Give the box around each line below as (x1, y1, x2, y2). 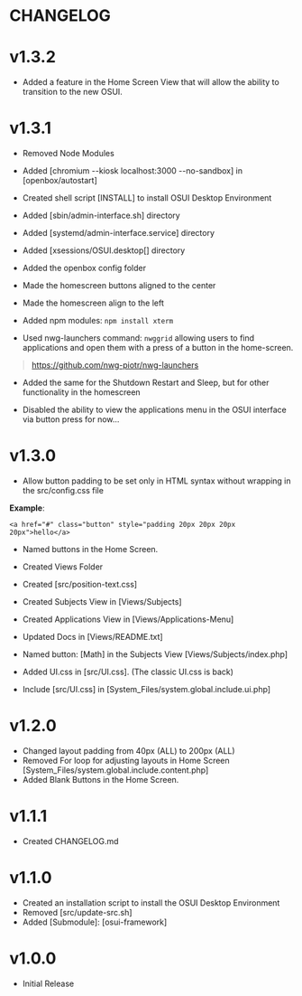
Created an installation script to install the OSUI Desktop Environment (22, 897, 280, 908)
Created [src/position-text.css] (22, 579, 138, 589)
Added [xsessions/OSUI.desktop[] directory (22, 245, 186, 256)
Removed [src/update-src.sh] (22, 907, 133, 917)
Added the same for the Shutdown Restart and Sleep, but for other (22, 377, 270, 389)
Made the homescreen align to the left (22, 297, 164, 308)
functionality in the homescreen (22, 387, 142, 398)
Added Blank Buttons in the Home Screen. (22, 774, 179, 785)
